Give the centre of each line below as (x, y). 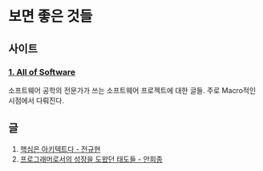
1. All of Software (42, 71)
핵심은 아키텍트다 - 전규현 (60, 149)
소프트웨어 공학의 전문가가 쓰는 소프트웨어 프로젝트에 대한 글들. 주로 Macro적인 (132, 90)
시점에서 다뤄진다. (36, 100)
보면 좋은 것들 (51, 16)
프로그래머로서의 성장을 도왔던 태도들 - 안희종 (91, 159)
